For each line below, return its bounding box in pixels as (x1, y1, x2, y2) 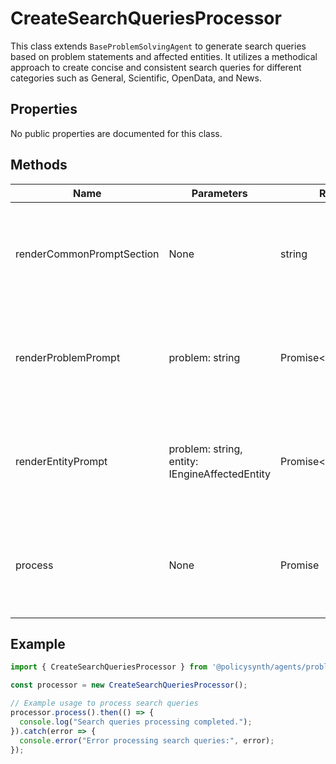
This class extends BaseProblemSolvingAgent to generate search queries (10, 40, 307, 52)
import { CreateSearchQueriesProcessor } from (10, 662, 208, 672)
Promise (280, 558, 320, 572)
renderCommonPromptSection (15, 247, 160, 261)
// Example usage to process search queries (10, 698, 199, 709)
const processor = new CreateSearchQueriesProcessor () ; (10, 680, 248, 691)
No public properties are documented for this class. (10, 127, 223, 139)
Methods (10, 157, 68, 174)
